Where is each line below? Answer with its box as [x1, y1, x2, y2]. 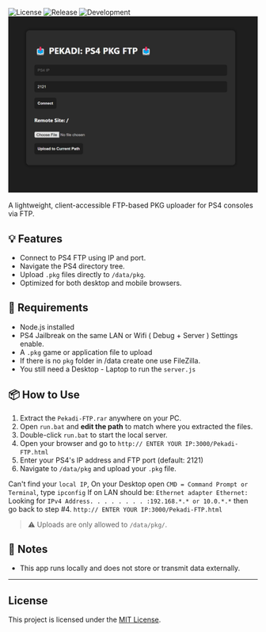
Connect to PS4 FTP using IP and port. [19, 253, 146, 262]
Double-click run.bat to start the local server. [19, 430, 168, 440]
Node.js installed [19, 322, 75, 332]
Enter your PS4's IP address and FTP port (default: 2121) [19, 455, 204, 465]
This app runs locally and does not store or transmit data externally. [19, 563, 241, 573]
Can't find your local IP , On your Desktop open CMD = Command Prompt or [8, 479, 249, 489]
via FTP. [8, 209, 35, 219]
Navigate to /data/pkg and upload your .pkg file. [19, 463, 177, 473]
